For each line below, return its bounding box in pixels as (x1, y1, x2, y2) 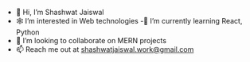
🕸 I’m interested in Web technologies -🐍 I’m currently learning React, (15, 16, 243, 25)
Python (15, 27, 40, 37)
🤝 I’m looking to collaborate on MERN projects (15, 36, 167, 45)
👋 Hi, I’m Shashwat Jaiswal (15, 8, 104, 16)
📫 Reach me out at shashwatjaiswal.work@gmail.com (15, 45, 194, 54)
